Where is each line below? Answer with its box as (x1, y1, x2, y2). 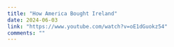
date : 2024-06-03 (7, 17, 58, 23)
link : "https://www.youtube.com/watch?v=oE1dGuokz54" (7, 23, 168, 30)
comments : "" (7, 29, 46, 37)
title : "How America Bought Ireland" (7, 10, 118, 17)
